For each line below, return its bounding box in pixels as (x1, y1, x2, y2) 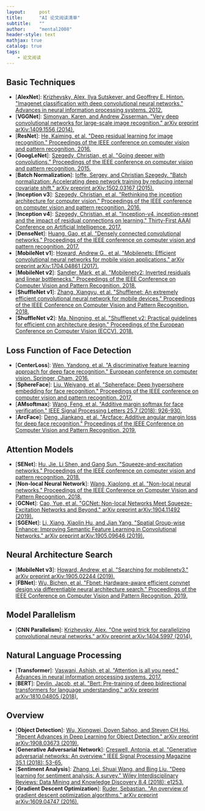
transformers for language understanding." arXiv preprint (15, 686, 159, 693)
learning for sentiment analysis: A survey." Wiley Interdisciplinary (15, 772, 179, 779)
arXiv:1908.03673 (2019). (15, 739, 79, 747)
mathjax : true (6, 37, 43, 43)
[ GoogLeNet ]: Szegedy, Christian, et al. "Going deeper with (15, 152, 165, 159)
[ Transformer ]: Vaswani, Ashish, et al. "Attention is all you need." (15, 667, 179, 674)
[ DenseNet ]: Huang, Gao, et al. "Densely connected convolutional (15, 230, 181, 237)
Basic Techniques (6, 77, 76, 88)
